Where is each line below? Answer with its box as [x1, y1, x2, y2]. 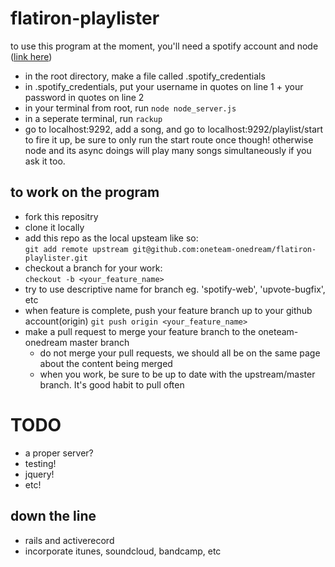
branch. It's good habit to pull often [39, 378, 185, 391]
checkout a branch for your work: [24, 262, 163, 274]
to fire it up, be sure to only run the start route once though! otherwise [24, 133, 314, 146]
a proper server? [24, 447, 94, 459]
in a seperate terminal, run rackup [24, 112, 163, 124]
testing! [24, 457, 57, 469]
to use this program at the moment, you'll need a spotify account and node [10, 40, 319, 52]
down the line [10, 508, 97, 525]
